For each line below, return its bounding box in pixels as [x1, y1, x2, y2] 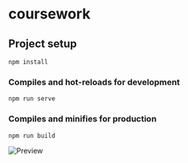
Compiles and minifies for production [8, 113, 157, 124]
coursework [8, 5, 91, 23]
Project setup [8, 37, 78, 51]
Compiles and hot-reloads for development [8, 76, 181, 88]
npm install [8, 58, 48, 66]
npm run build [8, 132, 56, 140]
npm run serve [8, 95, 56, 103]
